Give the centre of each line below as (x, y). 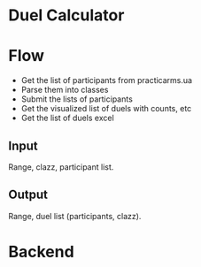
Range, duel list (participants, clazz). (75, 216)
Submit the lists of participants (77, 99)
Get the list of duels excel (67, 118)
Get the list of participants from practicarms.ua (106, 80)
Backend (41, 252)
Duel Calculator (66, 15)
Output (28, 195)
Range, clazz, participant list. (61, 167)
